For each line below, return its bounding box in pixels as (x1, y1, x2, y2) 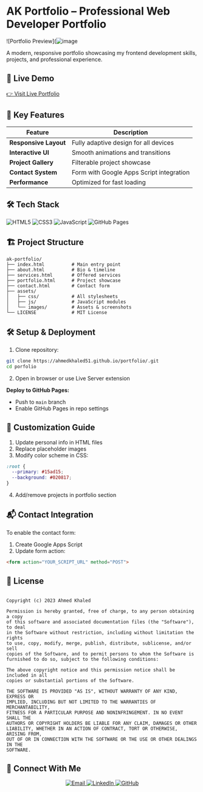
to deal (6, 624, 26, 630)
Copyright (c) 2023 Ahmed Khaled (6, 598, 91, 604)
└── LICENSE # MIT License (6, 310, 108, 316)
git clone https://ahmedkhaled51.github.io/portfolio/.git (6, 358, 159, 364)
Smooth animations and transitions (72, 148, 171, 157)
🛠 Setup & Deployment (6, 327, 96, 337)
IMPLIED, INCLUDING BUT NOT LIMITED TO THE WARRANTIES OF (6, 699, 156, 705)
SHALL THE (6, 715, 32, 721)
